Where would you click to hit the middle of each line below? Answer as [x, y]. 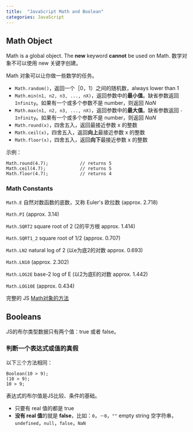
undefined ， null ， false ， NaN [50, 423]
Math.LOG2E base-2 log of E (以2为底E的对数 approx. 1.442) [77, 274]
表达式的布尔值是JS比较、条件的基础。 [53, 395]
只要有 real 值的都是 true [44, 408]
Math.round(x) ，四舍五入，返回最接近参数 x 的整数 [76, 125]
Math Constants [30, 189]
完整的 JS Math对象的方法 [38, 298]
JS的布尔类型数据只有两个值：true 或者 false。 [63, 332]
